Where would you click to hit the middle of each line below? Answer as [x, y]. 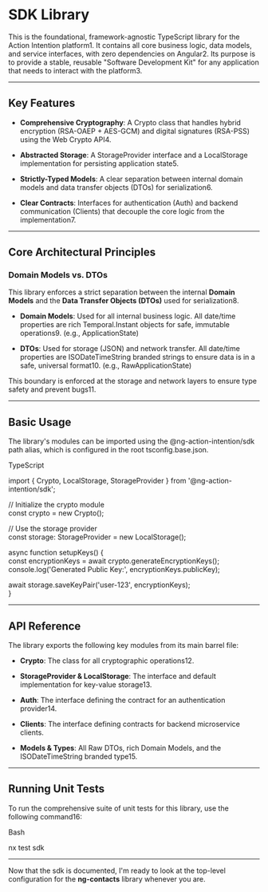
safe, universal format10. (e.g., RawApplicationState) [106, 365]
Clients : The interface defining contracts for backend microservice [130, 724]
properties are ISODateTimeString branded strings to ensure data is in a [137, 357]
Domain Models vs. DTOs [58, 275]
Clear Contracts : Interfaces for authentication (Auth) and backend [129, 203]
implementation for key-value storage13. [86, 685]
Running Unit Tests [57, 789]
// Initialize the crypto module [57, 505]
